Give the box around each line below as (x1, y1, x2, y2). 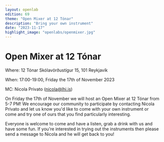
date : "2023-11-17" (5, 25, 45, 30)
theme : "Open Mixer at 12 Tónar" (5, 16, 74, 21)
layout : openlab (5, 7, 38, 12)
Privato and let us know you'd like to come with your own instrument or (5, 106, 149, 112)
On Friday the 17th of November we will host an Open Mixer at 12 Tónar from (5, 95, 160, 101)
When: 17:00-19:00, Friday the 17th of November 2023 (5, 76, 115, 82)
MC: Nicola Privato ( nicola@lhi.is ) (5, 86, 73, 92)
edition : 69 (5, 12, 29, 17)
